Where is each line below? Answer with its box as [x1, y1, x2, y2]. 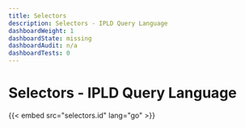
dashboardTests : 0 [8, 49, 70, 57]
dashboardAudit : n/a [8, 42, 78, 50]
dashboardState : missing [8, 34, 92, 43]
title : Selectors [8, 11, 67, 20]
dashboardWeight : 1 [8, 27, 74, 35]
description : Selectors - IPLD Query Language [8, 19, 168, 27]
